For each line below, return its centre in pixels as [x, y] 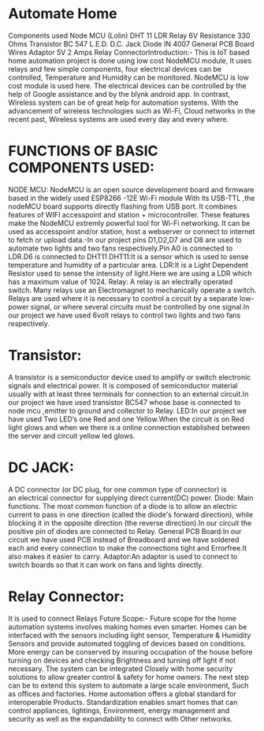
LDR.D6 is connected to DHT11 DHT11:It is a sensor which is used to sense [128, 256]
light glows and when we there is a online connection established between [129, 427]
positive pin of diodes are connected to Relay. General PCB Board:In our [125, 531]
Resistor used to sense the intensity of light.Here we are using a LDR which [130, 273]
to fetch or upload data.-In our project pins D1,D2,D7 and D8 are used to [125, 239]
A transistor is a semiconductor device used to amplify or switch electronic [130, 377]
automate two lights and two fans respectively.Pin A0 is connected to [121, 248]
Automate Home [63, 14]
